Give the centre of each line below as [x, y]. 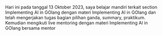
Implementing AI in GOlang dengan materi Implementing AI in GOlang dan [81, 12]
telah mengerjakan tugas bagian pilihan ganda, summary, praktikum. [75, 18]
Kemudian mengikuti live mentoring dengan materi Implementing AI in [77, 23]
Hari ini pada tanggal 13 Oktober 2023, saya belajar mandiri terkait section [81, 7]
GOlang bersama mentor [30, 28]
